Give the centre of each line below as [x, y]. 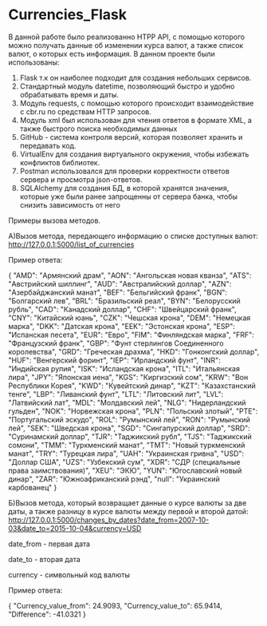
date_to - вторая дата [45, 559]
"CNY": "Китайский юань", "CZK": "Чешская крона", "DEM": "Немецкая [130, 318]
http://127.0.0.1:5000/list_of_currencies [71, 244]
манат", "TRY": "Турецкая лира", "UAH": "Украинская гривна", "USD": [126, 454]
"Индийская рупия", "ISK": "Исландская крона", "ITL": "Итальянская [124, 368]
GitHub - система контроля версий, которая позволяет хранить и [131, 137]
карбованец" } [33, 487]
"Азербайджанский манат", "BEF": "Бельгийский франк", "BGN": [118, 292]
